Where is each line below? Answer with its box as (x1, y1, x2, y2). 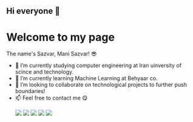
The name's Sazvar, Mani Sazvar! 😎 (6, 50, 97, 57)
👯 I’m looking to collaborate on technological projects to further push (15, 81, 187, 88)
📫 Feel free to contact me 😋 (15, 94, 88, 101)
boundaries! (15, 88, 46, 95)
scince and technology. (15, 68, 74, 75)
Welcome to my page (6, 30, 115, 44)
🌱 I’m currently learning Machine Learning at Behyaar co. (15, 75, 158, 82)
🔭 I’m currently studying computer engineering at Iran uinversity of (15, 62, 182, 69)
